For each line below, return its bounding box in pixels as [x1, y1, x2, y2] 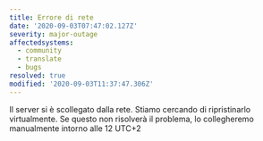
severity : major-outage [9, 29, 98, 38]
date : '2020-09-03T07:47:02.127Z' [9, 21, 139, 30]
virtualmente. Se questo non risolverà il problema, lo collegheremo [9, 113, 255, 124]
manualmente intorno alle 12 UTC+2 [9, 122, 141, 134]
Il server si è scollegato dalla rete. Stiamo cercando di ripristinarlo [9, 104, 251, 114]
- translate [17, 54, 63, 63]
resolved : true [9, 71, 66, 80]
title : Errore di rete [9, 12, 94, 22]
